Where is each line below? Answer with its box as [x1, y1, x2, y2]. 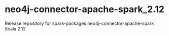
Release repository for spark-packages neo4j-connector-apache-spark [5, 20, 154, 26]
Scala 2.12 [5, 25, 26, 31]
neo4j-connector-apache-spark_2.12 [5, 4, 164, 15]
